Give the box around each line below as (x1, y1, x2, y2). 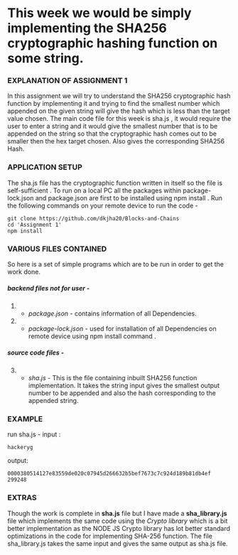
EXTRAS (7, 492, 37, 502)
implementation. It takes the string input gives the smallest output (28, 382, 220, 390)
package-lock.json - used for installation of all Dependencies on (28, 325, 217, 333)
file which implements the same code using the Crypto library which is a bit (7, 517, 228, 525)
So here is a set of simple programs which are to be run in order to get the (7, 260, 224, 269)
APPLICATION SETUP (7, 162, 83, 172)
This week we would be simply (7, 5, 192, 21)
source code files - (7, 348, 64, 357)
